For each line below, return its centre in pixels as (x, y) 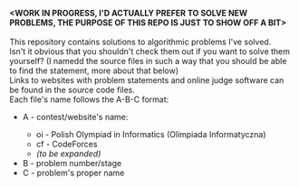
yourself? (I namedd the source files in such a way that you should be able (148, 61)
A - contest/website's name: (75, 117)
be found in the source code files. (72, 90)
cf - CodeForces (67, 144)
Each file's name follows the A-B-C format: (89, 99)
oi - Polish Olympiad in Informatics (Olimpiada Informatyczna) (151, 134)
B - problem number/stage (72, 163)
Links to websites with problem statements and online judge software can (147, 80)
